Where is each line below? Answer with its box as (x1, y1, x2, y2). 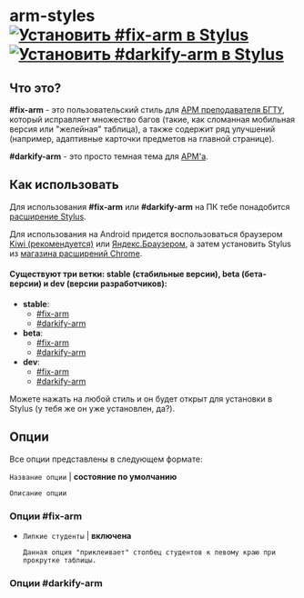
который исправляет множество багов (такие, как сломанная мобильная (9, 115, 296, 125)
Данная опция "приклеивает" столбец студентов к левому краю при (22, 548, 276, 557)
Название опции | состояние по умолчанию (9, 471, 177, 482)
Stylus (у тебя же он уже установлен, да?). (9, 404, 176, 414)
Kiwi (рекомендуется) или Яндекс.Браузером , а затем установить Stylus (9, 238, 291, 249)
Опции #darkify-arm (9, 577, 103, 590)
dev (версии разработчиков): (49, 278, 167, 289)
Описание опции (9, 488, 67, 498)
